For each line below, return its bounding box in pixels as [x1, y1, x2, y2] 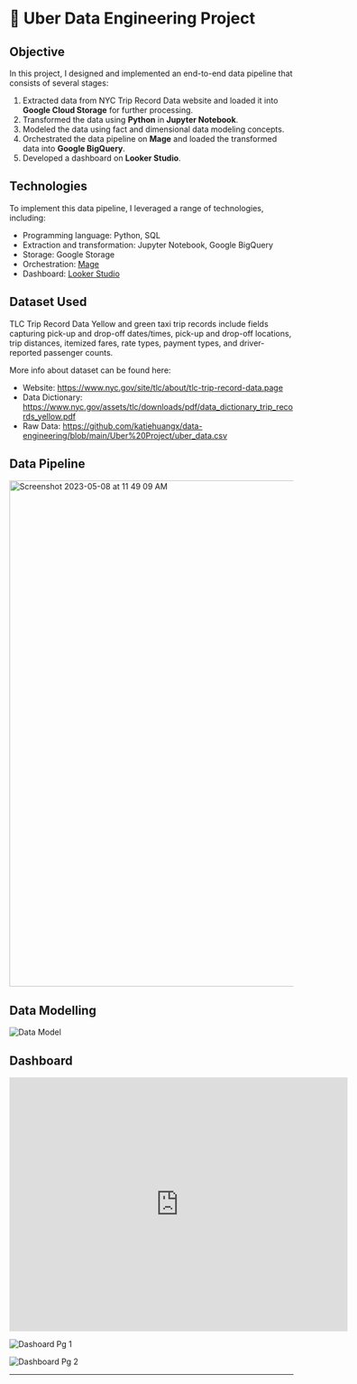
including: [9, 212, 47, 223]
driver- [239, 338, 265, 348]
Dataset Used [9, 294, 87, 310]
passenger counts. [43, 347, 114, 358]
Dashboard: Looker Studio [22, 268, 120, 279]
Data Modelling [9, 1002, 96, 1018]
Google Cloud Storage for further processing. [22, 105, 194, 116]
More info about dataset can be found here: [9, 365, 171, 376]
